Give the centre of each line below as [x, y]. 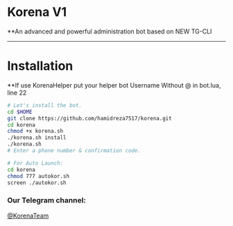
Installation [40, 66]
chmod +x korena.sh [35, 131]
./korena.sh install [37, 138]
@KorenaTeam [28, 216]
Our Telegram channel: [47, 200]
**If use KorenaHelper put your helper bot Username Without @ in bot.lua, [114, 85]
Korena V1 [37, 12]
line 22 [17, 92]
